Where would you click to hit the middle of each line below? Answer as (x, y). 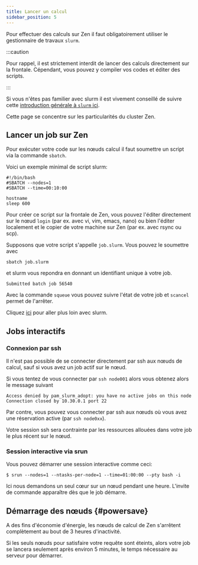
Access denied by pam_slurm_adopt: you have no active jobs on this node (99, 396)
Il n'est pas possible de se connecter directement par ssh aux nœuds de (94, 361)
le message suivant (30, 385)
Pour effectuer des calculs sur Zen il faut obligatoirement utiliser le (87, 34)
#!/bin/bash (21, 178)
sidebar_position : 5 (32, 17)
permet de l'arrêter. (30, 301)
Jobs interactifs (36, 331)
